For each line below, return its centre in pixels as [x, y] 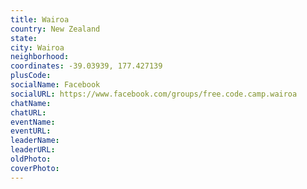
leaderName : [35, 141]
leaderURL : [33, 150]
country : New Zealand [55, 29]
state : [24, 38]
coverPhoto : [35, 168]
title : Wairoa [40, 19]
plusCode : [31, 76]
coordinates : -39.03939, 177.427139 [86, 66]
